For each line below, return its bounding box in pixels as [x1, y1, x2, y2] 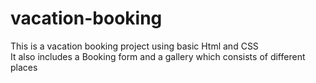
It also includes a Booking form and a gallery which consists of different [10, 50, 306, 62]
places [10, 61, 38, 73]
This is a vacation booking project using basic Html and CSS [10, 40, 259, 52]
